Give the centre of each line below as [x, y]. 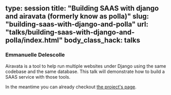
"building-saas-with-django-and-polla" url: [77, 24]
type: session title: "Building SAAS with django [82, 8]
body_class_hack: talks [102, 40]
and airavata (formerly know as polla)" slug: [77, 17]
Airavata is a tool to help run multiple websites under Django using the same [86, 66]
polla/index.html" [34, 40]
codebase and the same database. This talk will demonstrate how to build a [85, 72]
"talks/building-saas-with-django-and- [70, 32]
